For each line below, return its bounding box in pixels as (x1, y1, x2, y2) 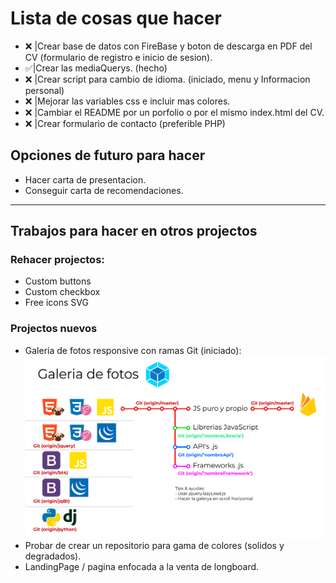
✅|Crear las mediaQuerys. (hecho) (24, 62, 168, 74)
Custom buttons (24, 275, 92, 287)
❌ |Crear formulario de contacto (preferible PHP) (24, 117, 226, 129)
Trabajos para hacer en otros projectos (10, 223, 258, 240)
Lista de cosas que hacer (10, 7, 222, 30)
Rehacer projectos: (10, 253, 105, 267)
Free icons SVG (24, 297, 89, 309)
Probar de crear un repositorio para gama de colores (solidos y (24, 539, 285, 551)
